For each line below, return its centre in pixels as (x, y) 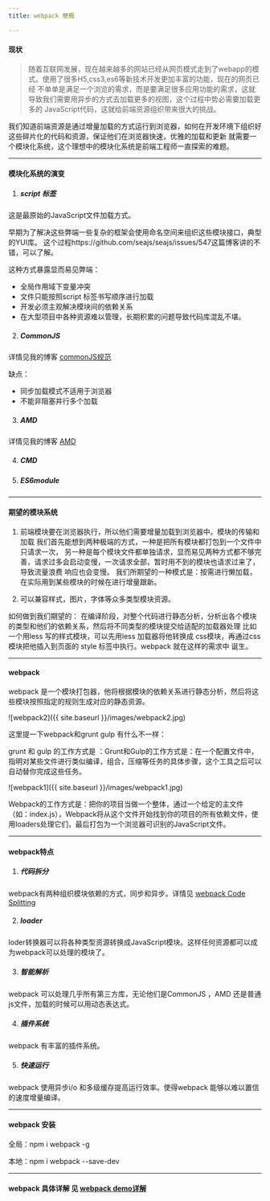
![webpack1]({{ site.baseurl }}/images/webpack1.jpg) (96, 788)
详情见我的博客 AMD (42, 441)
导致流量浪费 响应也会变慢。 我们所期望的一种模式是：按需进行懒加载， (138, 572)
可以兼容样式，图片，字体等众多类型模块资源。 (97, 599)
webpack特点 (31, 851)
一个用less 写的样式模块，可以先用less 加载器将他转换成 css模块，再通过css (135, 636)
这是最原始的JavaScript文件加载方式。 (72, 215)
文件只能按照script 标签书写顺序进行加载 (87, 297)
